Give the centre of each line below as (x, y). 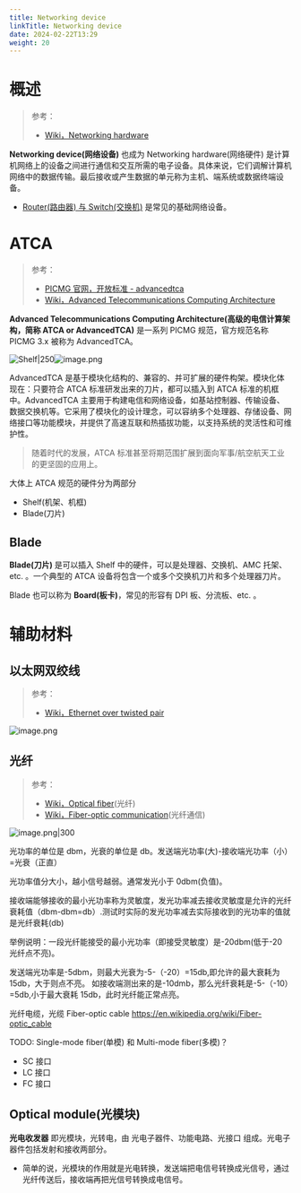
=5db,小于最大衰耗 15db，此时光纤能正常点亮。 (97, 994)
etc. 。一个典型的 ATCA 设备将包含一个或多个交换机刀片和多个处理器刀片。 (148, 575)
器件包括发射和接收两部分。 (60, 1149)
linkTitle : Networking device (66, 26)
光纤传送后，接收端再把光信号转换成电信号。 (105, 1179)
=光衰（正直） (36, 862)
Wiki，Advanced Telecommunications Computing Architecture (160, 300)
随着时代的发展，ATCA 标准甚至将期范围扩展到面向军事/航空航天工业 (158, 453)
